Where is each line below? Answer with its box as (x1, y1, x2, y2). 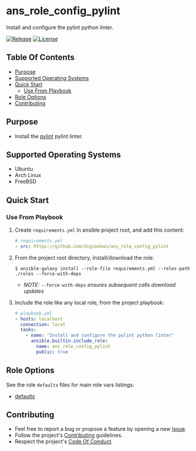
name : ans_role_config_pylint (36, 344, 111, 350)
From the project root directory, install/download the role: (14, 254, 155, 261)
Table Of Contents (6, 52, 75, 63)
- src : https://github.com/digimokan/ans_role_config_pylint (14, 243, 169, 250)
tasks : (20, 327, 37, 333)
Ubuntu (14, 165, 34, 172)
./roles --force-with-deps (14, 271, 82, 277)
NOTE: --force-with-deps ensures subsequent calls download (23, 281, 176, 288)
